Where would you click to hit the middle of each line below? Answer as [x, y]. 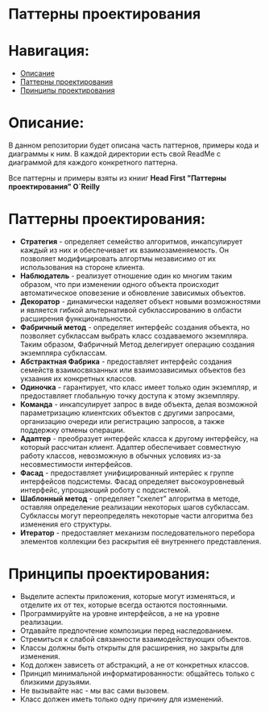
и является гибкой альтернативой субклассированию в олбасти [130, 310]
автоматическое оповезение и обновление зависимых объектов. [133, 293]
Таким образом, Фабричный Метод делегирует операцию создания [137, 344]
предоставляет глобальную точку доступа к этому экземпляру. [130, 396]
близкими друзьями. [56, 681]
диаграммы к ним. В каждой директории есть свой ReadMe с [115, 154]
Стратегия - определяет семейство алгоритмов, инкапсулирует [131, 241]
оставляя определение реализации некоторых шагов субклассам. [134, 507]
